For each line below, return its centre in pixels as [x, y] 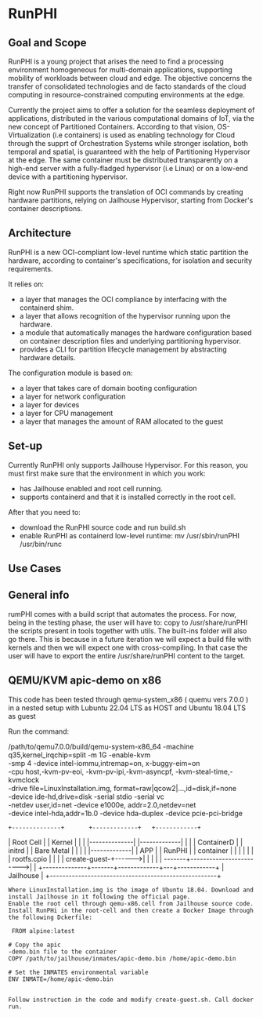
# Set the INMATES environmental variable [78, 972]
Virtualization [29, 135]
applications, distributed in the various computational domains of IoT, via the [131, 118]
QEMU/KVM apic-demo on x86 [85, 681]
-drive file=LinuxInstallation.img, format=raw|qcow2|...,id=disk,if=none [122, 788]
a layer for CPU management [66, 413]
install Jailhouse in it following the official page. [99, 897]
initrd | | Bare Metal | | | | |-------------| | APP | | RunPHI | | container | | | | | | [131, 850]
